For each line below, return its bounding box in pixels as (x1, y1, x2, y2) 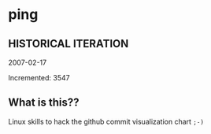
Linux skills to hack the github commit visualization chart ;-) (8, 117, 205, 126)
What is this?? (8, 96, 80, 110)
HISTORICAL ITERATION (8, 37, 129, 50)
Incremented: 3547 (8, 73, 70, 82)
